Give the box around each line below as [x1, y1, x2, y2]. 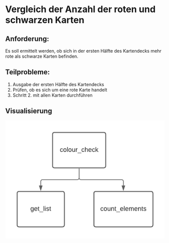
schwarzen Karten [5, 14, 85, 26]
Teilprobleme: [5, 68, 50, 76]
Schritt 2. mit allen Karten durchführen [12, 92, 93, 98]
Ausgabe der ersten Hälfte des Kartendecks [12, 81, 105, 87]
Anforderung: [5, 34, 50, 43]
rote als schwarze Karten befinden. [5, 53, 78, 59]
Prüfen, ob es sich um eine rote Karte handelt [12, 87, 107, 93]
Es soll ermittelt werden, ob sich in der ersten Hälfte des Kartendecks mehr [5, 48, 162, 54]
